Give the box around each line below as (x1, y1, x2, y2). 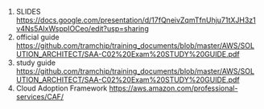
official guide (15, 32, 60, 42)
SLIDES (15, 7, 41, 16)
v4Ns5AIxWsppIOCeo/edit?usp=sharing (15, 24, 149, 33)
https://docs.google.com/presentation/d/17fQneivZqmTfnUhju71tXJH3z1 (15, 15, 256, 25)
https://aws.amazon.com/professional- (109, 83, 238, 93)
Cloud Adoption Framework (15, 83, 108, 93)
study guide (15, 58, 56, 67)
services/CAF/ (15, 92, 64, 101)
